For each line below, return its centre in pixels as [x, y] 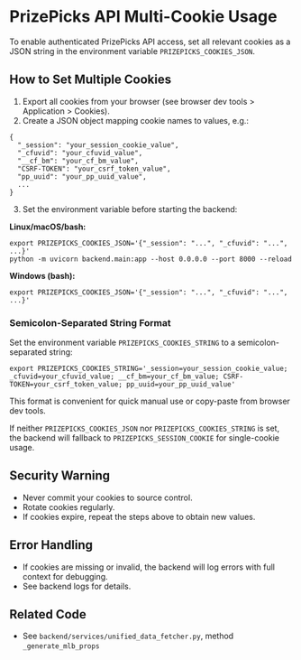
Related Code [48, 614]
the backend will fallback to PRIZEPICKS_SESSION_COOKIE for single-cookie [144, 438]
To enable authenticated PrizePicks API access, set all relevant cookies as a [150, 42]
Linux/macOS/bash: [48, 227]
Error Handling [51, 545]
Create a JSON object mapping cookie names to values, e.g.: [136, 120]
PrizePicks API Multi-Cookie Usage [143, 17]
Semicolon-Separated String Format [90, 322]
